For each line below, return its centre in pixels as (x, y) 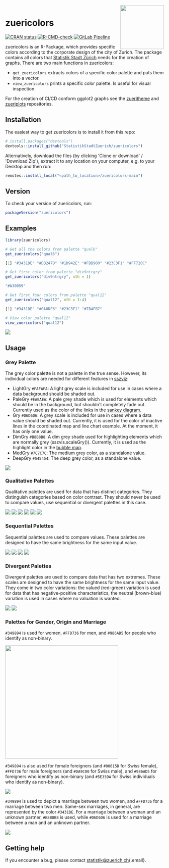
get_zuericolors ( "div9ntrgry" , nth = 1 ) (48, 277)
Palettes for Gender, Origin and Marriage (56, 622)
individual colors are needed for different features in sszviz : (67, 379)
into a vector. (26, 78)
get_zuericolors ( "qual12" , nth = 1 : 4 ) (46, 300)
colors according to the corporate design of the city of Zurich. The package (83, 52)
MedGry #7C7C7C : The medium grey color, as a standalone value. (79, 453)
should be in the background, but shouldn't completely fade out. (79, 405)
